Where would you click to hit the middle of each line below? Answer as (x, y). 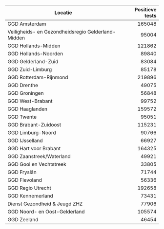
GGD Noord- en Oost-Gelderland (46, 212)
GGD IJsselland (25, 141)
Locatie (63, 13)
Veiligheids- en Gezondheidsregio (47, 32)
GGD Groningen (26, 93)
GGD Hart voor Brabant (34, 149)
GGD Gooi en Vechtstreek (37, 164)
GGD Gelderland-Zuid (33, 62)
